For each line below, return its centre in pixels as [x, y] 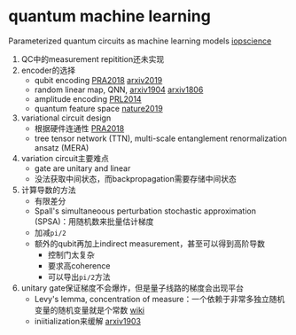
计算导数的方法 [48, 190]
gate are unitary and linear [82, 168]
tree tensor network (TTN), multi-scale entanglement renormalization [160, 138]
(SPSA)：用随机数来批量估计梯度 [94, 221]
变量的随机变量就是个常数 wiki [90, 310]
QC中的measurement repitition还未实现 [93, 58]
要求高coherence [79, 265]
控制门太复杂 [71, 254]
